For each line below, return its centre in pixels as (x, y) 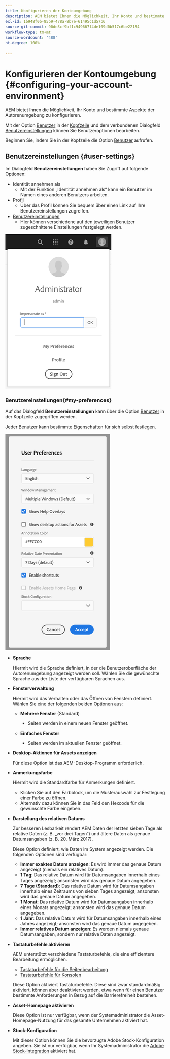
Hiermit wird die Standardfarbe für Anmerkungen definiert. (74, 782)
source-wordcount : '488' (31, 38)
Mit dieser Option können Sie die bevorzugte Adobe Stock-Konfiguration (88, 1040)
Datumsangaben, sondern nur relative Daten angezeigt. (78, 934)
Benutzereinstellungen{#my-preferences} (58, 400)
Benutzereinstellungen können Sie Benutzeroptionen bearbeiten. (73, 130)
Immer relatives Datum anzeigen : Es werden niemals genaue (84, 929)
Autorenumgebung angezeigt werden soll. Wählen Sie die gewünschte (86, 673)
